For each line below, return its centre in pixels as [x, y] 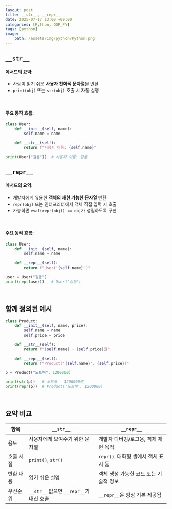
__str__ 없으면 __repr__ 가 [59, 491]
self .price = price [45, 336]
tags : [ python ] [21, 29]
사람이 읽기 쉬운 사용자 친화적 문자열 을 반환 [56, 84]
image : [12, 34]
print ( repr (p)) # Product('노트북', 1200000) [54, 387]
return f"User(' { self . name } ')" [57, 268]
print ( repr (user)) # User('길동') [43, 282]
